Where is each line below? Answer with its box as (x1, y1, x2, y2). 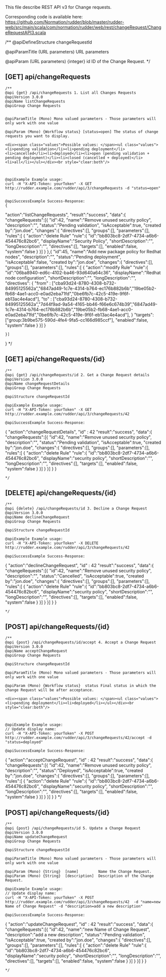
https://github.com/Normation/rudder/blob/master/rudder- (5, 19, 124, 25)
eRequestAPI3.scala (5, 30, 46, 35)
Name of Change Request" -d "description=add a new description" (5, 904, 143, 909)
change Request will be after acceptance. (5, 688, 94, 693)
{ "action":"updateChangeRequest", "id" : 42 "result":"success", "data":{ (5, 921, 154, 927)
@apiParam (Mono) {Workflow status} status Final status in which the (5, 684, 156, 689)
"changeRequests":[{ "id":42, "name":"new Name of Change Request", (5, 926, 150, 932)
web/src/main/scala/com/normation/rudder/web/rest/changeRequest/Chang (5, 24, 162, 30)
